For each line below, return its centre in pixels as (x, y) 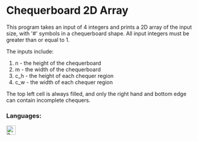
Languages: (24, 116)
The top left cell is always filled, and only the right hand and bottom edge (97, 94)
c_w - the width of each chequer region (64, 82)
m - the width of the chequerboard (58, 69)
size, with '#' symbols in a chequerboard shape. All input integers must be (98, 33)
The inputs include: (30, 51)
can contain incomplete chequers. (49, 100)
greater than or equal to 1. (38, 40)
